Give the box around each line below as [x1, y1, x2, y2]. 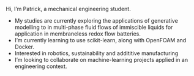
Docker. [14, 43, 35, 50]
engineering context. [14, 63, 67, 70]
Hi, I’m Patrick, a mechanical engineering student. [6, 6, 131, 12]
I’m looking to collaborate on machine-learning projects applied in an [14, 56, 188, 63]
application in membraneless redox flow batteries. [14, 30, 141, 37]
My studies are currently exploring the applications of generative [14, 17, 178, 24]
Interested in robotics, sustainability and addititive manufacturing [14, 50, 179, 57]
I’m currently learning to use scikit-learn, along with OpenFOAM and [14, 37, 187, 44]
